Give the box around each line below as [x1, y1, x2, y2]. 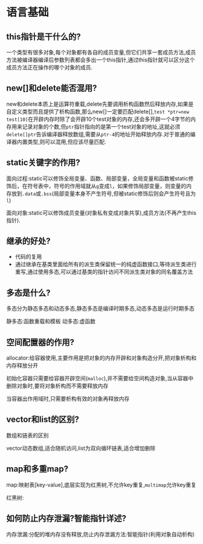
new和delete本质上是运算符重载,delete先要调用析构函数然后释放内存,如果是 [6, 100, 194, 108]
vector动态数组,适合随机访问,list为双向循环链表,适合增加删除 [6, 444, 156, 452]
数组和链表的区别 [6, 432, 49, 439]
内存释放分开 [6, 362, 38, 369]
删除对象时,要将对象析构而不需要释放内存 [6, 382, 109, 390]
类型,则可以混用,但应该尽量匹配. [27, 138, 107, 145]
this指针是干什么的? [6, 31, 82, 42]
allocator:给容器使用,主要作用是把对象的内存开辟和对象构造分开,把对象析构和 [6, 354, 197, 361]
